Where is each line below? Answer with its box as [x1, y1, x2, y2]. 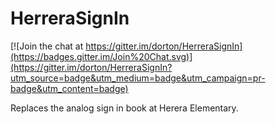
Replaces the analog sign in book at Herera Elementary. [10, 102, 239, 114]
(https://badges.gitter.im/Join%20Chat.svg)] [10, 50, 193, 62]
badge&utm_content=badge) [10, 82, 129, 94]
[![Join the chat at [10, 40, 84, 52]
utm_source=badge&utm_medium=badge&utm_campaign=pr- [10, 72, 266, 84]
